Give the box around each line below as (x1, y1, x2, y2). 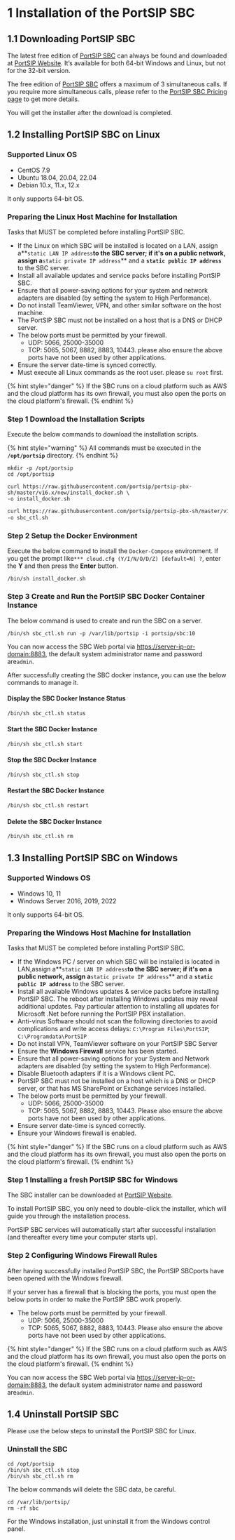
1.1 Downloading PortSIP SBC (7, 33, 136, 45)
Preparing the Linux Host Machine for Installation (7, 212, 178, 222)
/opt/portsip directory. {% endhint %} (7, 451, 119, 460)
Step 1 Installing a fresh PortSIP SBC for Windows (7, 1174, 178, 1184)
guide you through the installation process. (7, 1212, 131, 1221)
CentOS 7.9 (17, 166, 50, 174)
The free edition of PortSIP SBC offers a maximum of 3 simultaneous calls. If (7, 80, 227, 88)
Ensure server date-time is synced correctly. (17, 1122, 146, 1129)
